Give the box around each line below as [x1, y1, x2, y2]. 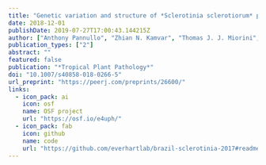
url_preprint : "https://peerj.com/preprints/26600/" [8, 78, 186, 86]
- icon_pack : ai [15, 93, 69, 101]
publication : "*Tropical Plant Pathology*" [8, 63, 154, 71]
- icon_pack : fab [15, 122, 73, 130]
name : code [22, 136, 59, 145]
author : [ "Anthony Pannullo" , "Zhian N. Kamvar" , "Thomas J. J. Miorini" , [8, 33, 260, 42]
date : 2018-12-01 [8, 19, 66, 27]
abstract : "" [8, 48, 51, 56]
